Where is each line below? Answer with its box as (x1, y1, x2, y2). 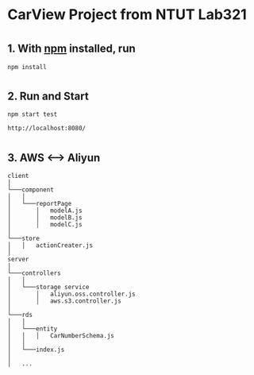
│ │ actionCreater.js (7, 242, 93, 249)
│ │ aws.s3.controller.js (7, 297, 122, 305)
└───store (7, 234, 40, 243)
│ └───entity (7, 325, 58, 333)
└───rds (7, 311, 33, 319)
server (7, 256, 29, 264)
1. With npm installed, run (7, 42, 136, 56)
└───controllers (7, 269, 61, 277)
